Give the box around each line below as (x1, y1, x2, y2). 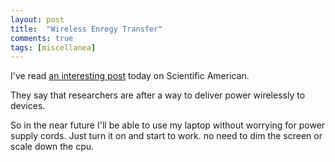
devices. (10, 100, 46, 112)
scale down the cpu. (10, 141, 95, 153)
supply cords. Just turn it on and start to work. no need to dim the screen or (10, 130, 323, 142)
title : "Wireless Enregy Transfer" (10, 24, 163, 34)
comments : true (10, 33, 74, 43)
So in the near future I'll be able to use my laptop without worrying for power (10, 119, 326, 131)
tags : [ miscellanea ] (10, 42, 97, 53)
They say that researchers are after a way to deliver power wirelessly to (10, 89, 306, 101)
